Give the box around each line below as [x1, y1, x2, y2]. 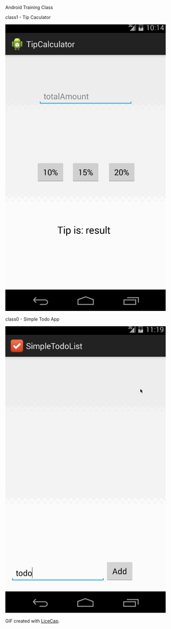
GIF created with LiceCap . [5, 618, 60, 624]
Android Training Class [5, 5, 53, 10]
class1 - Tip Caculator [5, 14, 51, 20]
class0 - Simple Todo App [5, 316, 60, 322]
